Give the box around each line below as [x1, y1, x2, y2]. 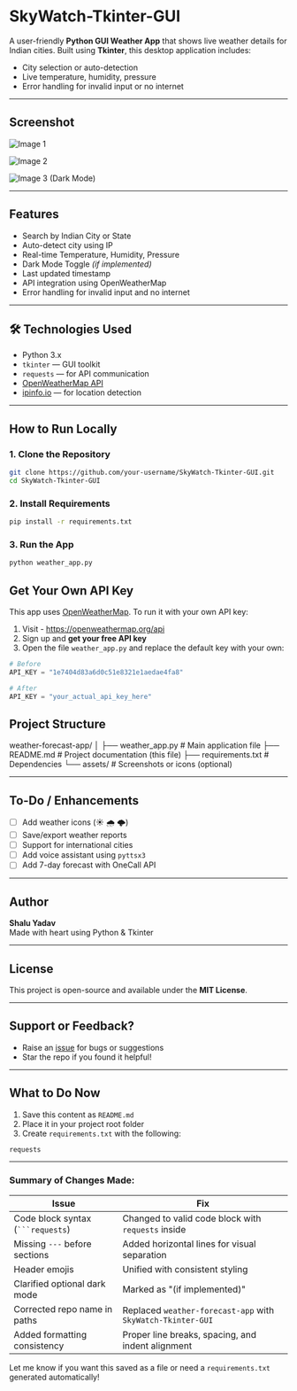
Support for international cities [21, 840, 133, 851]
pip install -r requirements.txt [9, 517, 133, 526]
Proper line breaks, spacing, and [122, 1328, 257, 1340]
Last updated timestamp [21, 268, 111, 278]
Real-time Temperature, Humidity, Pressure [21, 249, 179, 260]
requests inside [122, 1223, 187, 1235]
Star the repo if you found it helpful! [21, 1052, 152, 1062]
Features [9, 206, 59, 222]
